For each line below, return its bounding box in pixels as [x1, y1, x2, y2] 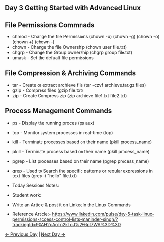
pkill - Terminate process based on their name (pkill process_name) [12, 148, 150, 154]
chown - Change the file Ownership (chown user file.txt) [12, 44, 127, 50]
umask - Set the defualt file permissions [12, 55, 94, 61]
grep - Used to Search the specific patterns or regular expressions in [12, 168, 153, 173]
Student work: [12, 192, 41, 198]
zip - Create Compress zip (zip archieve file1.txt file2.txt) [12, 93, 127, 99]
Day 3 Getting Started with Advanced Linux [5, 4, 141, 12]
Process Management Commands [5, 107, 112, 115]
